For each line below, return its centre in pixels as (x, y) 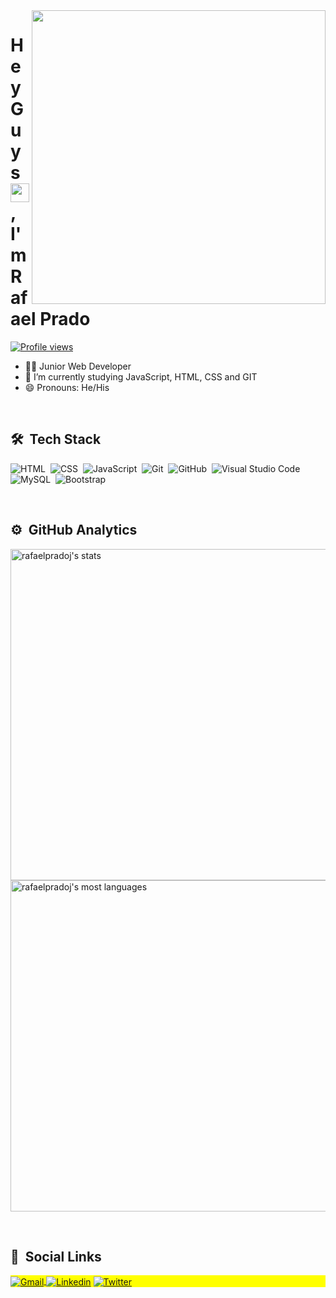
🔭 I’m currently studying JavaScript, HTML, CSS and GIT (141, 376)
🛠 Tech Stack (56, 439)
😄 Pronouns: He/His (67, 387)
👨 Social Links (56, 1256)
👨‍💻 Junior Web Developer (78, 366)
